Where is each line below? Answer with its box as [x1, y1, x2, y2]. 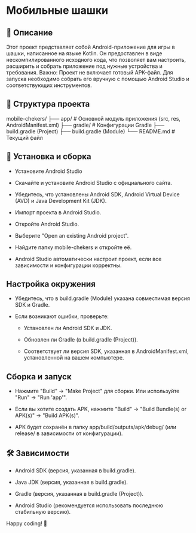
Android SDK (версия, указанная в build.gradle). [14, 467, 136, 474]
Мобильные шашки [6, 4, 109, 17]
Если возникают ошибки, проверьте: [14, 313, 109, 320]
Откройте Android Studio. [14, 220, 79, 227]
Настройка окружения [6, 279, 96, 289]
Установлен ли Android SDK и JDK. [23, 325, 112, 332]
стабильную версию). [14, 508, 71, 516]
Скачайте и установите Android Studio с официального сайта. [14, 179, 172, 186]
